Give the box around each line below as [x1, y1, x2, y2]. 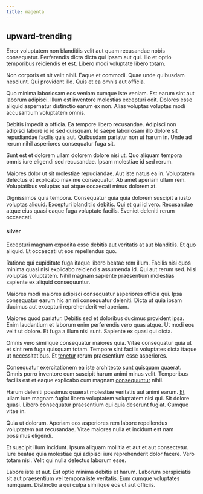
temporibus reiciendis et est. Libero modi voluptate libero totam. [6, 60, 166, 67]
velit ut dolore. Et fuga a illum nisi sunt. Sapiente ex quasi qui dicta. [6, 327, 173, 335]
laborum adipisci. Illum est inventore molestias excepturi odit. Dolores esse [6, 96, 193, 103]
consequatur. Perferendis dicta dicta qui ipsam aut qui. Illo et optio [6, 54, 172, 61]
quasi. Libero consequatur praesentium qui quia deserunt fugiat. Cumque [6, 401, 189, 408]
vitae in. [6, 407, 26, 414]
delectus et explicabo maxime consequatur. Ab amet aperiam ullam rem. [6, 176, 186, 184]
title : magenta [6, 8, 45, 15]
